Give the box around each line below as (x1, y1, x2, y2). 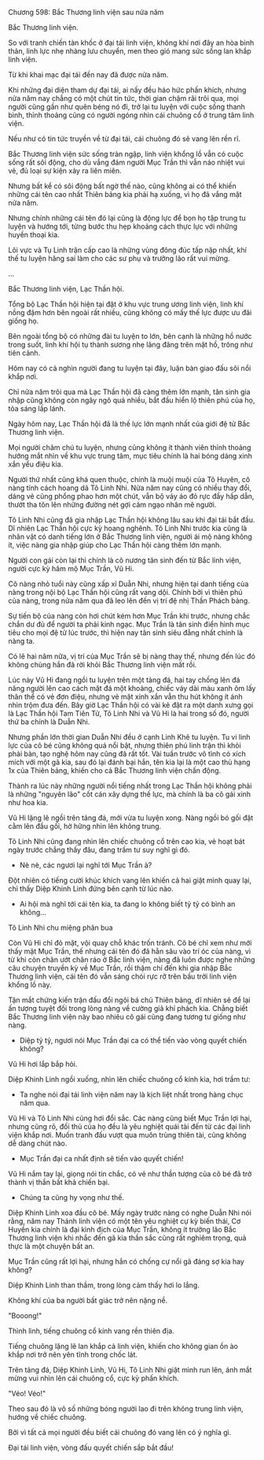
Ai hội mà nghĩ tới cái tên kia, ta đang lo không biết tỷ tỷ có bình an (19, 899, 236, 908)
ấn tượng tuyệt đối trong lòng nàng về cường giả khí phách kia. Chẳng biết (8, 1004, 248, 1012)
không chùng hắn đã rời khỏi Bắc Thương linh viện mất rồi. (8, 660, 197, 669)
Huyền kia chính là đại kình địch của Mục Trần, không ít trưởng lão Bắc (8, 1225, 237, 1234)
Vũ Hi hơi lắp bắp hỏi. (8, 1060, 78, 1068)
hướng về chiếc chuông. (8, 1413, 86, 1421)
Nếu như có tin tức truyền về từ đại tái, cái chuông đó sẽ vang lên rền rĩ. (8, 134, 241, 143)
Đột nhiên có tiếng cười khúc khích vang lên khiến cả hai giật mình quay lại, (8, 875, 252, 885)
